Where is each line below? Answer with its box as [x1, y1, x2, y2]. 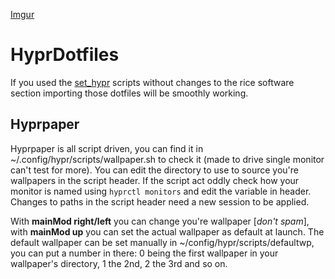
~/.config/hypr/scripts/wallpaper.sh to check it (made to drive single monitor [10, 153, 325, 165]
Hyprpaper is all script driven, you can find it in [10, 142, 204, 154]
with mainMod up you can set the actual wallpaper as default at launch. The [10, 225, 325, 238]
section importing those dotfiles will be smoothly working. [10, 87, 249, 99]
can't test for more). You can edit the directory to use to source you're [10, 164, 299, 176]
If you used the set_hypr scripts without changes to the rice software [10, 76, 295, 88]
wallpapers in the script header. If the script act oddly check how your [10, 174, 300, 186]
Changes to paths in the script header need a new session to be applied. [10, 195, 310, 208]
